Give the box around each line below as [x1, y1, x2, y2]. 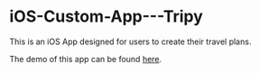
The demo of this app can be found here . [9, 53, 162, 64]
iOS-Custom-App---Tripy [9, 6, 203, 27]
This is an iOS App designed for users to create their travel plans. [9, 36, 252, 47]
